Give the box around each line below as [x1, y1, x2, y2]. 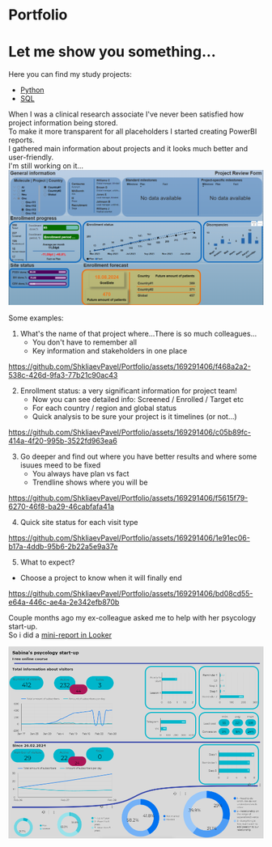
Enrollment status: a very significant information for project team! [19, 386, 237, 396]
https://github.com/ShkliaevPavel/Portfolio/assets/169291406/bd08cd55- [8, 589, 253, 599]
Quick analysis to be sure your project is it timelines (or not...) [32, 412, 237, 421]
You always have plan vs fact [32, 469, 130, 479]
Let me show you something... [8, 43, 216, 61]
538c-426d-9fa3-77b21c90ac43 [8, 371, 118, 380]
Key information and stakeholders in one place [32, 346, 188, 356]
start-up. [8, 621, 38, 632]
